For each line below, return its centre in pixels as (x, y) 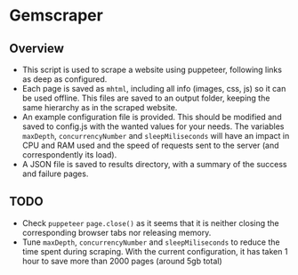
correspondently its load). (69, 155)
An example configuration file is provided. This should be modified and (152, 117)
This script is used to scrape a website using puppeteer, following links (152, 69)
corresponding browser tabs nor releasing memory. (117, 232)
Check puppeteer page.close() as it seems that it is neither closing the (151, 222)
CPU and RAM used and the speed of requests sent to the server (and (150, 145)
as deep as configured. (64, 79)
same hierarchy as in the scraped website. (100, 107)
